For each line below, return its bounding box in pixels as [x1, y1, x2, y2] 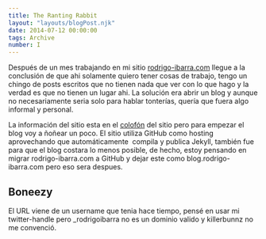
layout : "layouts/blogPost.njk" [8, 19, 115, 27]
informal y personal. [8, 104, 74, 115]
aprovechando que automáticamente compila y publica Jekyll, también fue [8, 137, 254, 146]
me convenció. [8, 222, 57, 232]
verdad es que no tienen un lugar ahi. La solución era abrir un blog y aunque [8, 88, 258, 97]
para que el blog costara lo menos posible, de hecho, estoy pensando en [8, 146, 247, 155]
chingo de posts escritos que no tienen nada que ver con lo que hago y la [8, 80, 249, 89]
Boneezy [8, 185, 53, 199]
